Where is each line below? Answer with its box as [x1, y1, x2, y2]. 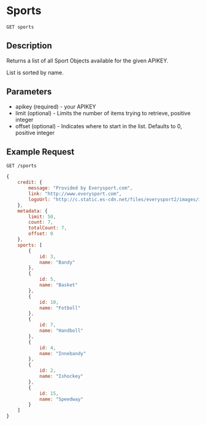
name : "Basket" [39, 282, 78, 288]
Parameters [6, 86, 52, 97]
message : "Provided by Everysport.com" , [28, 185, 133, 191]
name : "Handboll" [39, 327, 84, 334]
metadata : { [17, 208, 48, 214]
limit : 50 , [28, 213, 56, 220]
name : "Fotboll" [39, 305, 81, 311]
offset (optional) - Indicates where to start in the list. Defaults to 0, [15, 122, 182, 129]
